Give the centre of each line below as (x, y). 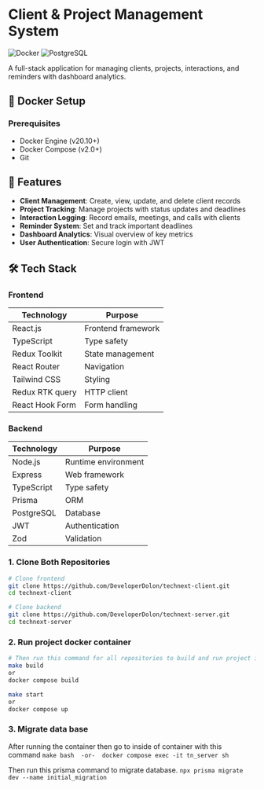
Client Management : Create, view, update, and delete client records (130, 201)
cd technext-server (40, 622)
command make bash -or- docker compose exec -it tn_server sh (119, 754)
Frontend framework (122, 328)
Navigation (104, 367)
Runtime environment (105, 462)
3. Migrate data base (48, 729)
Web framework (95, 475)
